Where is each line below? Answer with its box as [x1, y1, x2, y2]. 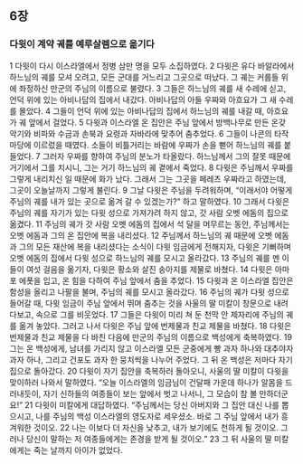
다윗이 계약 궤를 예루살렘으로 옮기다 [9, 38, 156, 51]
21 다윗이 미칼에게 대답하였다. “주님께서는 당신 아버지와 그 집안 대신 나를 [24, 399, 280, 410]
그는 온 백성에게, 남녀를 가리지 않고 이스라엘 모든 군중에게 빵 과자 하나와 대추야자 [9, 343, 294, 354]
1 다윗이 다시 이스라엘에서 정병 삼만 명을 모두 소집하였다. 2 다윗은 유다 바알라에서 [9, 60, 295, 71]
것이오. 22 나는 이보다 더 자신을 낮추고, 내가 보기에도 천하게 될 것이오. [33, 421, 279, 432]
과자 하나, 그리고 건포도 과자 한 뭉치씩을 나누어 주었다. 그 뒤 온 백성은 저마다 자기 [9, 354, 294, 365]
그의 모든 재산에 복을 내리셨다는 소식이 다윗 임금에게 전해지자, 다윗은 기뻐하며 [18, 241, 292, 251]
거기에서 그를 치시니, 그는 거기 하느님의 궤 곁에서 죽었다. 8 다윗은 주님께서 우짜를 [9, 162, 294, 173]
